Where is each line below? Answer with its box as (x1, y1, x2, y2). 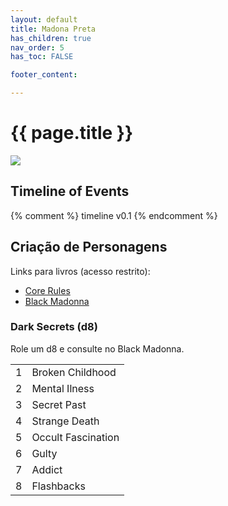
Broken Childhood (31, 365, 117, 379)
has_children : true (10, 33, 92, 43)
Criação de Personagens (10, 239, 168, 256)
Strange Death (31, 414, 100, 428)
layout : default (10, 14, 78, 25)
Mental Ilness (31, 381, 95, 395)
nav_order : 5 (10, 42, 65, 53)
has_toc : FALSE (10, 52, 74, 62)
